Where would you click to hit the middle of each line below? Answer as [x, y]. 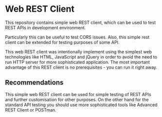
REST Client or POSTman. [31, 110]
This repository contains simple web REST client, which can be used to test [81, 22]
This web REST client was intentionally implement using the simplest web [79, 52]
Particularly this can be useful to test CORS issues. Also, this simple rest [77, 37]
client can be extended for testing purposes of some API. [62, 42]
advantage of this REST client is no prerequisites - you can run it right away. [81, 67]
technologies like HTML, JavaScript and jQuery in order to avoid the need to [81, 57]
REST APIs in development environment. [45, 27]
